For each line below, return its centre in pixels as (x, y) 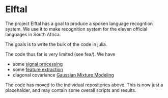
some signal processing (37, 64)
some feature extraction (38, 69)
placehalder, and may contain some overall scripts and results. (71, 90)
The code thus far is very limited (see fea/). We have (60, 54)
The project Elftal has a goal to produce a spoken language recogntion (79, 23)
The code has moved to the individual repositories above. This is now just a (84, 85)
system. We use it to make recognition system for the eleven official (76, 29)
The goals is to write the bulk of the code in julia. (56, 44)
